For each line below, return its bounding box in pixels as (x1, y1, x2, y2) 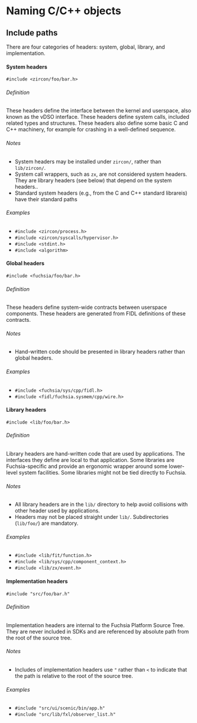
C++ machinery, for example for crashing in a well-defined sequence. (6, 126, 176, 133)
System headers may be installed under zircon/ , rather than (14, 158, 162, 165)
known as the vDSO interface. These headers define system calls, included (6, 114, 189, 121)
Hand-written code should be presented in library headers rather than (14, 348, 185, 356)
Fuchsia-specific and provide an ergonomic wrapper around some (6, 463, 167, 470)
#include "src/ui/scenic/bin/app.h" (14, 705, 105, 711)
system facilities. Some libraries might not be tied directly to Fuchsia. (18, 469, 187, 476)
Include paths (6, 28, 58, 38)
